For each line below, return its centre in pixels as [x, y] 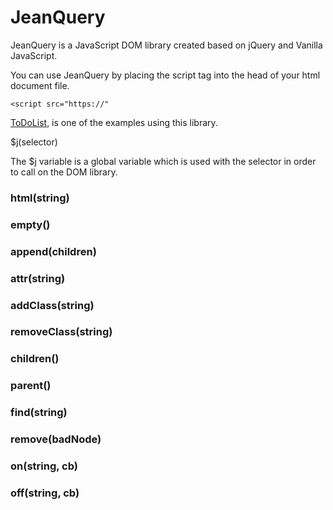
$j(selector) [34, 142]
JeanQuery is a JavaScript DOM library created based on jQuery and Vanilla [166, 45]
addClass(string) [52, 305]
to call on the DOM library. [64, 172]
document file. [40, 85]
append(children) [53, 251]
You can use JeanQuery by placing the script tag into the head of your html [165, 75]
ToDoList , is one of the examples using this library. [114, 122]
